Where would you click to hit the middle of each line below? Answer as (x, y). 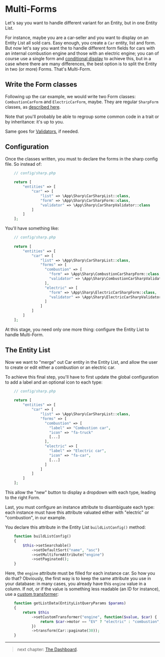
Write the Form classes (41, 85)
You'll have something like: (32, 229)
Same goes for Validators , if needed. (42, 131)
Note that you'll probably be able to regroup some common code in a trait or (82, 116)
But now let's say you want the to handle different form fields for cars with (80, 48)
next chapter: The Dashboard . (47, 650)
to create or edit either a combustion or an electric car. (60, 367)
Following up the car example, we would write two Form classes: (70, 96)
